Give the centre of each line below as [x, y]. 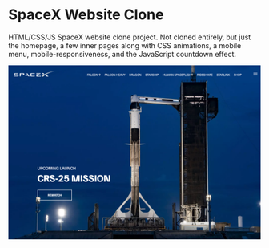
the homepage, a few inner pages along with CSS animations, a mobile [125, 45]
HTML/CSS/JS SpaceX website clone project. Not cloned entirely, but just [130, 37]
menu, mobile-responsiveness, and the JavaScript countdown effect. [122, 54]
